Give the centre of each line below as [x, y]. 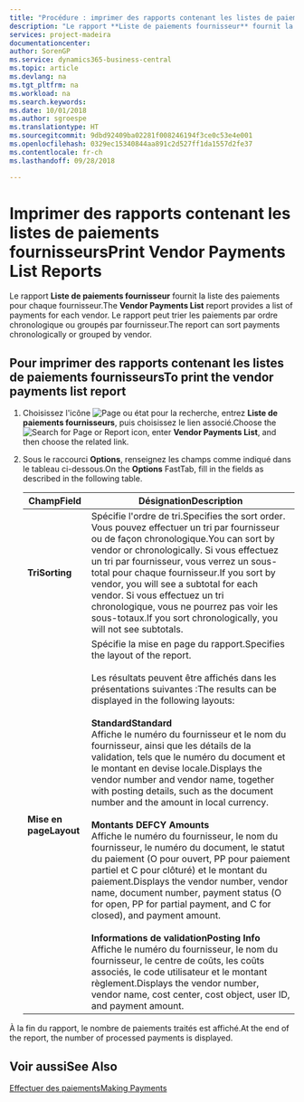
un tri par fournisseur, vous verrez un [170, 562]
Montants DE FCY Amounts [150, 825]
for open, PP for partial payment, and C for [181, 904]
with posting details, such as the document [182, 791]
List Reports [56, 271]
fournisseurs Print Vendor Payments [147, 252]
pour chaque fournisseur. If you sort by [194, 573]
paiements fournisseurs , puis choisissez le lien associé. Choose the [149, 423]
